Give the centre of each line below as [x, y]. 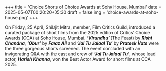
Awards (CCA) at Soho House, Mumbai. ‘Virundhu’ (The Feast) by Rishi [79, 38]
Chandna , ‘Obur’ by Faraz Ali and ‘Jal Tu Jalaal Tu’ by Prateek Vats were [82, 43]
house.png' [17, 18]
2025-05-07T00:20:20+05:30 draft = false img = [55, 12]
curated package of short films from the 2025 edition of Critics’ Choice [78, 33]
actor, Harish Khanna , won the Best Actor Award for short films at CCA [78, 59]
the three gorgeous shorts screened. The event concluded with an [73, 48]
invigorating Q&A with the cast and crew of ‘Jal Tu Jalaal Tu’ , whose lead [80, 54]
